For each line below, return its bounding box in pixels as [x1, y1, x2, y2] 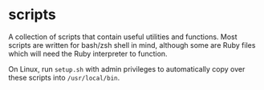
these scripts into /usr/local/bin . [8, 72, 120, 82]
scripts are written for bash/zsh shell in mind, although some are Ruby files [8, 40, 256, 49]
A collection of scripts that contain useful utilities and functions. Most [8, 32, 238, 41]
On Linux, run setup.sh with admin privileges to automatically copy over [8, 64, 246, 73]
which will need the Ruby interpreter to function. [8, 49, 168, 58]
